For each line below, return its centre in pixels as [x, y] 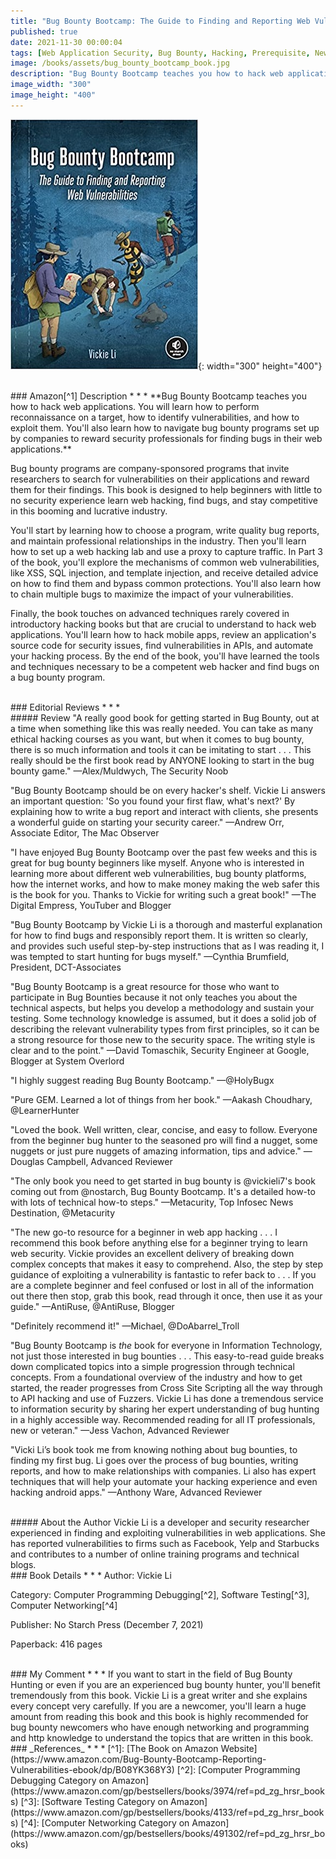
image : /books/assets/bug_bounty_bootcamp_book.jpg [120, 63]
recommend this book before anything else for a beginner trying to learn [159, 1242]
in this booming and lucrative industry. [89, 511]
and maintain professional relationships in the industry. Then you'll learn [158, 541]
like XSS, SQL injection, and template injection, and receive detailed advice [164, 572]
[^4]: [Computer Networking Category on [105, 1822]
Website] [239, 1748]
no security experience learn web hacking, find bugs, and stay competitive [164, 500]
